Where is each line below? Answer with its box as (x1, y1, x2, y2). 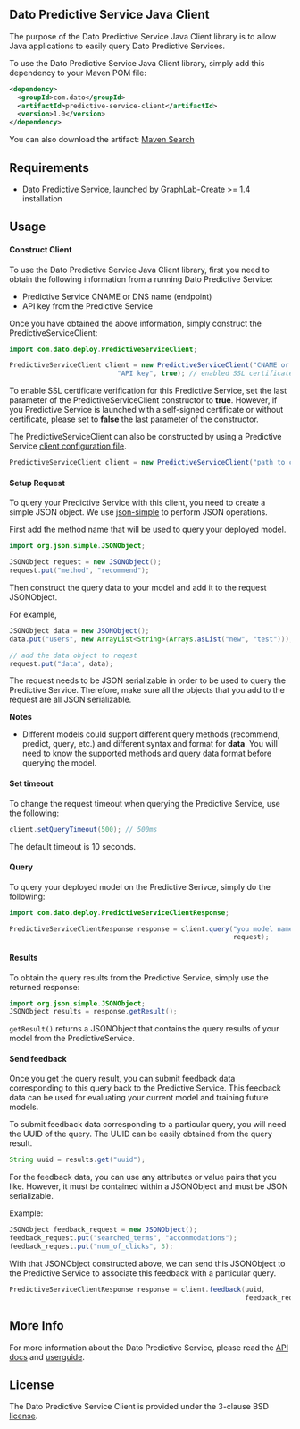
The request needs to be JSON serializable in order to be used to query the (9, 675, 287, 686)
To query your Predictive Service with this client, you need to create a (9, 497, 266, 509)
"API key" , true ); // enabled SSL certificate (117, 369, 294, 379)
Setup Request (9, 477, 65, 488)
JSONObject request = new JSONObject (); (9, 558, 162, 567)
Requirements (9, 160, 89, 175)
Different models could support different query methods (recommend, (21, 729, 280, 740)
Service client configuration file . (9, 441, 127, 451)
